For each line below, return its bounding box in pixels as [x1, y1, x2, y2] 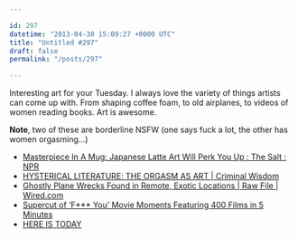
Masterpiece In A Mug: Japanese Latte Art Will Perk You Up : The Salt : [22, 151, 287, 163]
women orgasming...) [9, 134, 88, 145]
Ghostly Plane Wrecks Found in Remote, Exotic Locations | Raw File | [22, 180, 279, 191]
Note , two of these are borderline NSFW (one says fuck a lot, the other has [9, 124, 289, 136]
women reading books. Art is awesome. [9, 107, 157, 118]
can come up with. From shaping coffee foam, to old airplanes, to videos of [9, 97, 289, 109]
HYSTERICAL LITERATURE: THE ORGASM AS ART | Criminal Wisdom [22, 171, 280, 182]
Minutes [22, 209, 53, 220]
